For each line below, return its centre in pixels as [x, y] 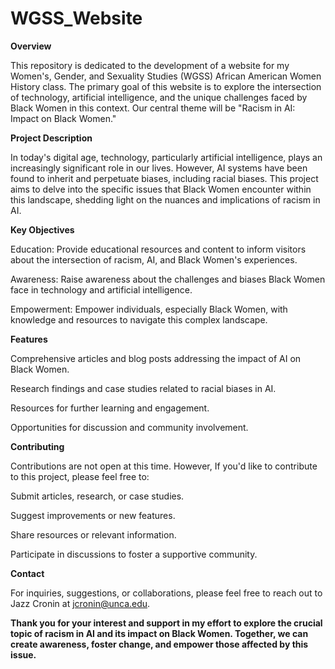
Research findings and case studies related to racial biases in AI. [143, 388]
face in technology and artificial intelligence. [101, 289]
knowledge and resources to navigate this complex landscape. [139, 319]
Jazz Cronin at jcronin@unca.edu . [80, 603]
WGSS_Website [76, 18]
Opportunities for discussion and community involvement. [129, 427]
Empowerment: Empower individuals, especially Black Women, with [149, 309]
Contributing [37, 446]
